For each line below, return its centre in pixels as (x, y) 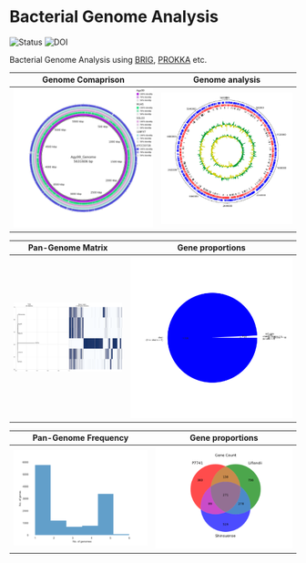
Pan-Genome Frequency (81, 438)
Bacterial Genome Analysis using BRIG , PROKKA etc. (108, 59)
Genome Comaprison (83, 80)
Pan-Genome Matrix (68, 248)
